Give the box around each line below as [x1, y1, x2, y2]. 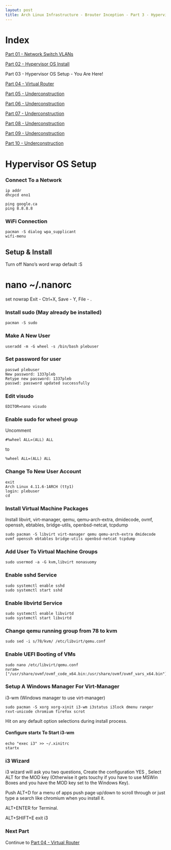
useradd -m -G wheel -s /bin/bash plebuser [5, 343, 99, 349]
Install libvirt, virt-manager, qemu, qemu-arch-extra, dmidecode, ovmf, [5, 517, 154, 523]
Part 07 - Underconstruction [5, 110, 65, 117]
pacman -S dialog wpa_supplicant [5, 229, 76, 235]
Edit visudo [5, 392, 34, 399]
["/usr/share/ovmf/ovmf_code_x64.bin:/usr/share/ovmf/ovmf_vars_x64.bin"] [5, 671, 167, 676]
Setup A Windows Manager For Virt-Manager [5, 683, 120, 690]
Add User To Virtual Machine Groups [5, 548, 98, 555]
